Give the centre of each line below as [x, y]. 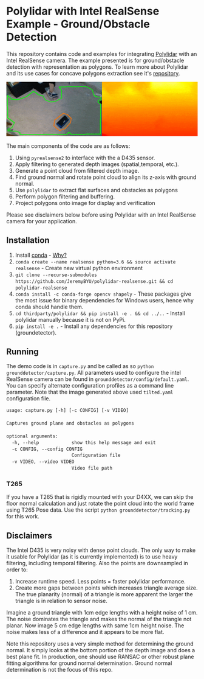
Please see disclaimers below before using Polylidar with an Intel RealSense [101, 215]
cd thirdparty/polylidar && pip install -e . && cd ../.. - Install [100, 313]
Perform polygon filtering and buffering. [65, 197]
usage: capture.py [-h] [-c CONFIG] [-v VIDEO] [68, 411]
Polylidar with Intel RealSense [83, 11]
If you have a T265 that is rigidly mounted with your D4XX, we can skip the [100, 497]
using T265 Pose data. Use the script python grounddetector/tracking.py [98, 510]
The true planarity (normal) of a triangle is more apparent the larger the [104, 594]
